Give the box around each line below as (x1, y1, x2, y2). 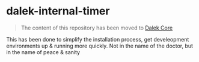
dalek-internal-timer (6, 4, 110, 18)
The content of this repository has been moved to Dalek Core (20, 24, 173, 31)
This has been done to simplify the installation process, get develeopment (6, 36, 189, 43)
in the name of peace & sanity (6, 48, 80, 55)
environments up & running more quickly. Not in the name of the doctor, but (6, 42, 194, 49)
